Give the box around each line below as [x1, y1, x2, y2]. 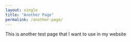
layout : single [5, 7, 38, 13]
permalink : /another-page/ [5, 17, 63, 22]
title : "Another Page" [5, 12, 54, 17]
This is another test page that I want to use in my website [5, 31, 126, 37]
